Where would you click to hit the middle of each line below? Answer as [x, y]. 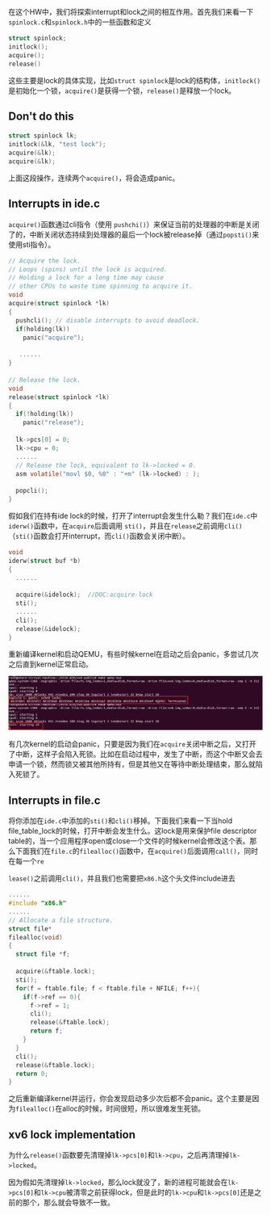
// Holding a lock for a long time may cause [86, 278]
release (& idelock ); [48, 629]
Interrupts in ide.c [54, 204]
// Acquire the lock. [45, 261]
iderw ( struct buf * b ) [45, 561]
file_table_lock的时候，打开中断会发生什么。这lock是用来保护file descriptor [133, 831]
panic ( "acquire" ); [54, 338]
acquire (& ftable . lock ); [55, 972]
